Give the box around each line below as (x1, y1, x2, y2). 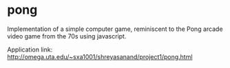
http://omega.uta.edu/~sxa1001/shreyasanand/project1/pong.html (7, 52, 193, 60)
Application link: (7, 45, 53, 54)
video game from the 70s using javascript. (7, 32, 127, 40)
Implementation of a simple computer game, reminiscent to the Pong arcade (7, 25, 223, 33)
